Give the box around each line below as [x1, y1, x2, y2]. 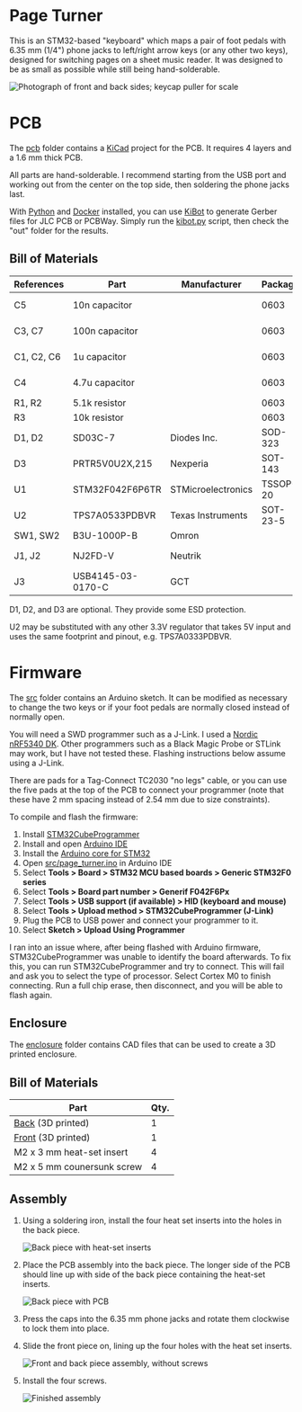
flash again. [9, 989, 53, 1000]
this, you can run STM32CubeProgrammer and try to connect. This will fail [9, 961, 285, 971]
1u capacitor [72, 350, 127, 362]
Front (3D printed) [13, 1131, 91, 1144]
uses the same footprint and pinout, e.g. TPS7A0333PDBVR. [9, 630, 232, 641]
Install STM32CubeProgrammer [22, 828, 140, 839]
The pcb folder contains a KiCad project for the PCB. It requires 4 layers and [9, 142, 292, 153]
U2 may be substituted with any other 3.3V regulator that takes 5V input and [9, 621, 291, 632]
